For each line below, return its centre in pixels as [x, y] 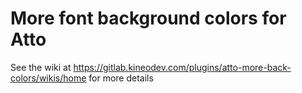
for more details [121, 78]
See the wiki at [41, 67]
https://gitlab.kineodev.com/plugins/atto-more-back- [182, 67]
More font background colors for [148, 18]
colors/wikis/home [48, 78]
